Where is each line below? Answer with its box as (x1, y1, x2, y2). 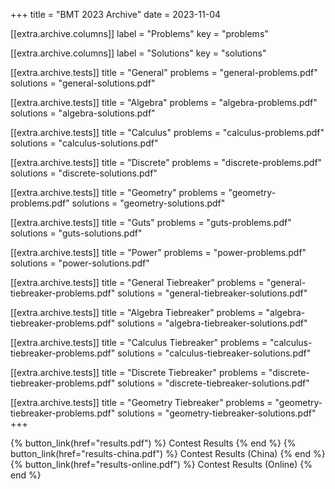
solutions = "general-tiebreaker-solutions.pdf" (117, 287, 308, 299)
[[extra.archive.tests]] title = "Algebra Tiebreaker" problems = (10, 307, 264, 318)
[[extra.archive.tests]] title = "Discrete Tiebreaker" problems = (10, 367, 267, 378)
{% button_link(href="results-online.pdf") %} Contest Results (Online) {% (10, 459, 313, 470)
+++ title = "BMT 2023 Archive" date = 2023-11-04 (10, 9, 222, 20)
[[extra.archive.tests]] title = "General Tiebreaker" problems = (10, 277, 265, 288)
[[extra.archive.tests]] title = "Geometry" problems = (10, 187, 227, 198)
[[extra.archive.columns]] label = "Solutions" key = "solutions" (10, 47, 267, 59)
